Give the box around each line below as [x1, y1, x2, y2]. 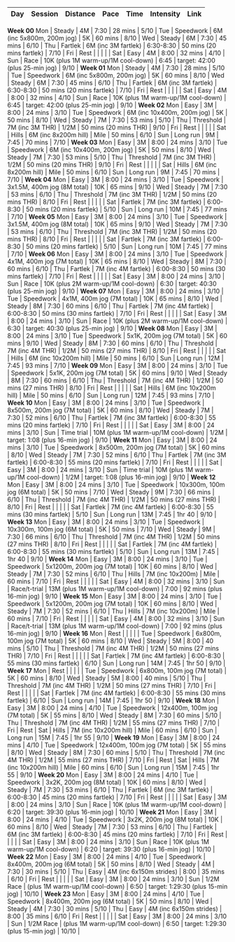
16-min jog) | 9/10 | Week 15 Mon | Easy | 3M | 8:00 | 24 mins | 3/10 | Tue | [7, 592, 222, 600]
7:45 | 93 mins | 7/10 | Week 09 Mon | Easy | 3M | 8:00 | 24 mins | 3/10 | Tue [7, 361, 228, 370]
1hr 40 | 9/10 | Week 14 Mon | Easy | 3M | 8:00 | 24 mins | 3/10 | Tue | [7, 555, 208, 563]
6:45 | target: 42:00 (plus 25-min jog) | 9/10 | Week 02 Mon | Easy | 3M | [7, 101, 218, 109]
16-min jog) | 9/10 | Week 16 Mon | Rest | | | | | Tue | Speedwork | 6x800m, [7, 630, 222, 637]
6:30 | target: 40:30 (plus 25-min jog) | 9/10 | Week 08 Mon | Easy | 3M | [7, 324, 218, 332]
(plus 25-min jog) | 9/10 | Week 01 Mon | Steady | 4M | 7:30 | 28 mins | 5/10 [7, 64, 225, 72]
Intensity [150, 9, 180, 18]
